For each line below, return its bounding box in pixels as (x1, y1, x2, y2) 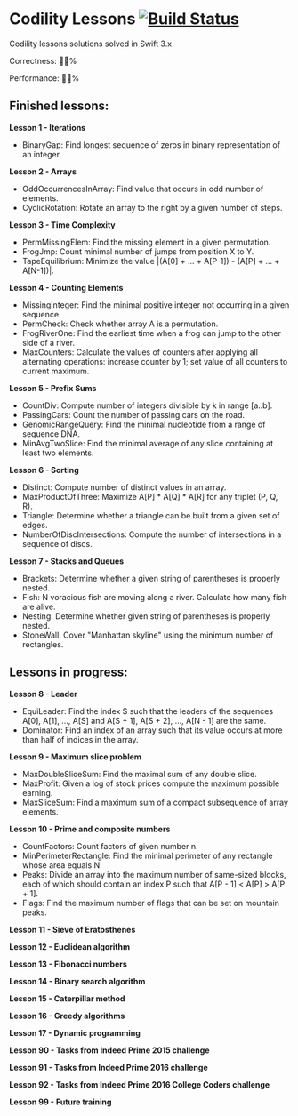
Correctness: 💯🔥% (9, 55, 77, 66)
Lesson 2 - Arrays (9, 165, 77, 177)
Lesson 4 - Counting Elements (9, 282, 124, 293)
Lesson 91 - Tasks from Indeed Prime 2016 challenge (9, 1062, 208, 1072)
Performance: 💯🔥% (9, 72, 80, 84)
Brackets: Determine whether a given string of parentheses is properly (21, 573, 280, 583)
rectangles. (21, 638, 64, 649)
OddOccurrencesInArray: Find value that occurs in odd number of (21, 183, 264, 194)
